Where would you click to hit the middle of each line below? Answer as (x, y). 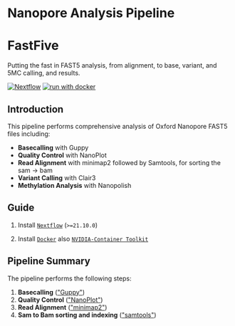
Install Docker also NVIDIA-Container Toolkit (83, 238)
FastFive (33, 46)
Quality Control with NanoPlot (62, 155)
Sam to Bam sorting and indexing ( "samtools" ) (87, 315)
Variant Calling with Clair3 (57, 178)
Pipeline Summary (49, 261)
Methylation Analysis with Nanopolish (74, 185)
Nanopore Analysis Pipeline (91, 13)
